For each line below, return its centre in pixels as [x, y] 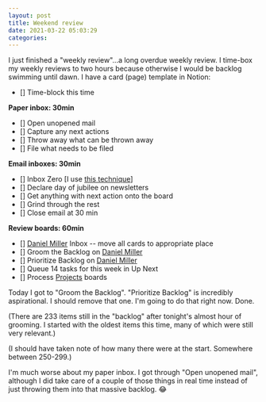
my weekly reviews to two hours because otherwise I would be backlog [125, 69]
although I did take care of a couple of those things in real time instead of [128, 381]
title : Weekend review [46, 23]
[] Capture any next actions [64, 132]
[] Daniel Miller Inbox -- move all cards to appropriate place [116, 243]
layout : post [30, 15]
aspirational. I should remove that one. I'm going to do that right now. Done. [131, 301]
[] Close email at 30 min [59, 213]
